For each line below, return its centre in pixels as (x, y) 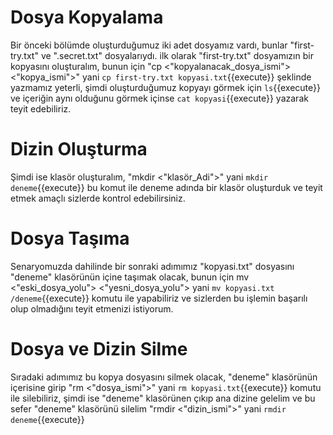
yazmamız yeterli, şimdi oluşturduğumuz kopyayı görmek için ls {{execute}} (165, 87)
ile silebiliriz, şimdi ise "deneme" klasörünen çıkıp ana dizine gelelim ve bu (163, 398)
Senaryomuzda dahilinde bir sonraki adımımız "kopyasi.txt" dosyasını (152, 266)
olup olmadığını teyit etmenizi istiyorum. (92, 308)
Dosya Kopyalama (87, 17)
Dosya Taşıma (70, 238)
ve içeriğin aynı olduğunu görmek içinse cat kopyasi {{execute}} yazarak (159, 98)
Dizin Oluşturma (79, 149)
